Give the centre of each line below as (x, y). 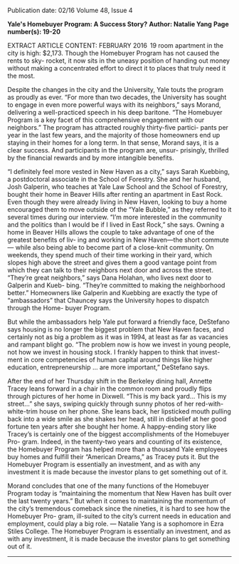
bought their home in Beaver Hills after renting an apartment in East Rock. (115, 194)
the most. (21, 76)
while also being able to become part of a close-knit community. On (115, 247)
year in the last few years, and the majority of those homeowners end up (114, 135)
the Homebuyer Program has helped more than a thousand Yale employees (117, 449)
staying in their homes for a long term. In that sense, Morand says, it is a (113, 143)
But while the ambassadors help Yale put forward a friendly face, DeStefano (118, 322)
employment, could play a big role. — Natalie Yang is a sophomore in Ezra (116, 524)
